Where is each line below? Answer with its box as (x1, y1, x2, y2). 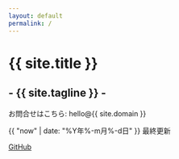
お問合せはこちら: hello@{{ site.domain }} (8, 108, 147, 118)
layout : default (8, 11, 63, 20)
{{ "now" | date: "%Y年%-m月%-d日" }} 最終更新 (8, 126, 171, 136)
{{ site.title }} (8, 54, 98, 73)
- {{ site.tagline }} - (8, 86, 106, 100)
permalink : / (8, 19, 52, 27)
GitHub (8, 142, 32, 152)
